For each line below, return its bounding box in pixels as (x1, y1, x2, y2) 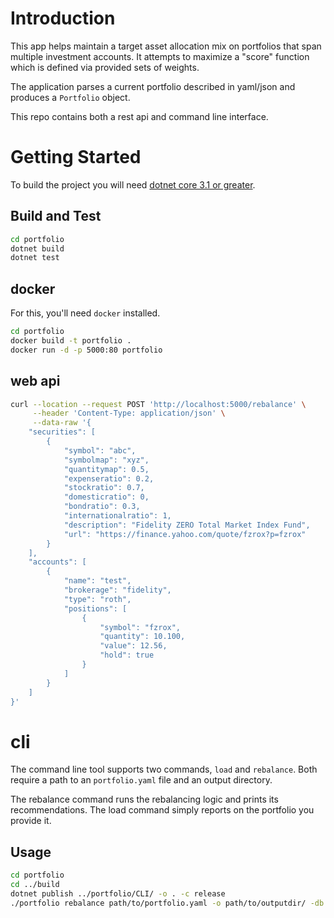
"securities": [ (28, 427, 97, 437)
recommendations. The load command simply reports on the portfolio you (10, 804, 315, 816)
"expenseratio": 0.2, (63, 473, 155, 484)
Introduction (10, 7, 116, 30)
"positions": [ (63, 603, 128, 614)
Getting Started (10, 146, 142, 169)
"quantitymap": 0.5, (63, 464, 150, 474)
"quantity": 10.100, (99, 632, 186, 642)
